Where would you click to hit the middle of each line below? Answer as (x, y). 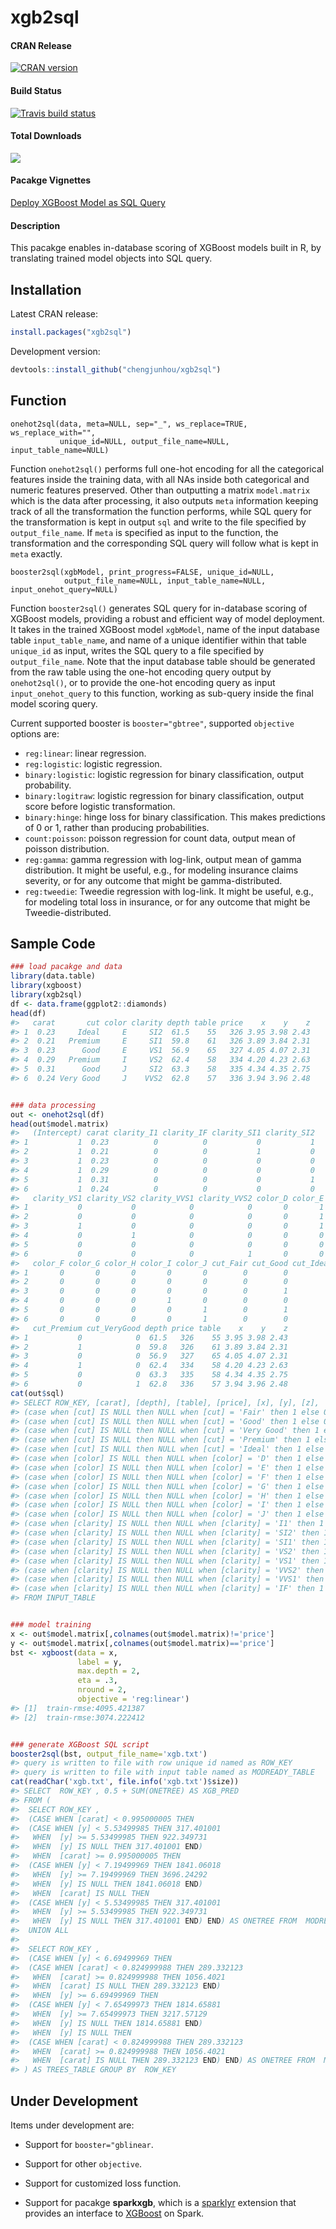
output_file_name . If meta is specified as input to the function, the (144, 532)
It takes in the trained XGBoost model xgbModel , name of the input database (165, 629)
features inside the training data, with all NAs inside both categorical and (160, 479)
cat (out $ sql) (37, 1393)
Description (35, 225)
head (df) (28, 1013)
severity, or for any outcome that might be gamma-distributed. (153, 880)
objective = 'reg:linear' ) (133, 1699)
